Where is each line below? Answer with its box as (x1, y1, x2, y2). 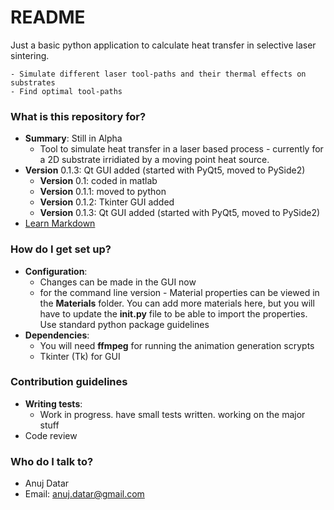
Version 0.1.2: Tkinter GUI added (39, 196, 175, 208)
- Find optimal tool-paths (10, 86, 123, 96)
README (10, 6, 86, 29)
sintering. (10, 49, 50, 61)
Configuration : (24, 265, 88, 277)
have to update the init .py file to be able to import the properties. (39, 307, 308, 320)
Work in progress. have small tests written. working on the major (39, 408, 306, 420)
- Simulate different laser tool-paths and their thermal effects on (10, 69, 307, 79)
